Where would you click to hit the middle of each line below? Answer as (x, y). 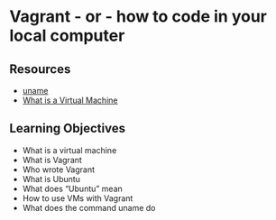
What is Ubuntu (51, 179)
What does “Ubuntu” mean (73, 188)
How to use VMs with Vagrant (78, 198)
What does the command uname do (89, 207)
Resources (40, 69)
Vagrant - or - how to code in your (138, 17)
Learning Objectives (68, 128)
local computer (67, 36)
